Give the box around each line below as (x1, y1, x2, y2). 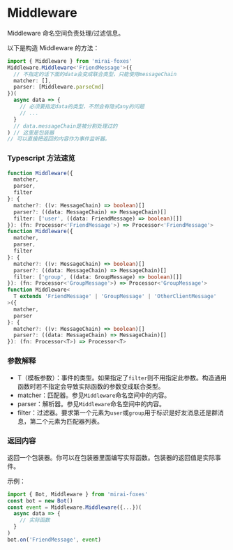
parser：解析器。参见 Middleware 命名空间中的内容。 (17, 399, 166, 408)
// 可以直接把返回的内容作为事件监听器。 (7, 135, 110, 142)
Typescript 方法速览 (7, 154, 75, 163)
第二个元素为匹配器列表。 (29, 417, 103, 425)
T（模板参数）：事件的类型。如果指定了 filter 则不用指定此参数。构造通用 (17, 373, 227, 382)
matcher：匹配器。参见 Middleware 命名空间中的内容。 (17, 391, 171, 399)
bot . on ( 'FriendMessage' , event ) (7, 536, 101, 543)
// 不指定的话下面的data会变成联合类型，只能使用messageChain (13, 70, 177, 77)
